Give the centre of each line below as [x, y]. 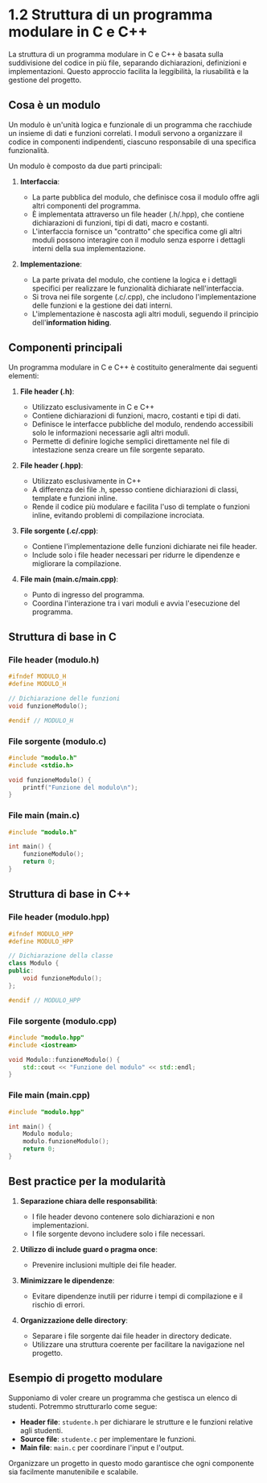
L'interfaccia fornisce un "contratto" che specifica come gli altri [137, 231]
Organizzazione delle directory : [74, 1320]
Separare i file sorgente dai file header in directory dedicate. [131, 1336]
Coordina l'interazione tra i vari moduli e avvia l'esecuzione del [136, 603]
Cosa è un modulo [54, 105]
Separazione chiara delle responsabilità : [89, 1200]
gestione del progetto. [45, 80]
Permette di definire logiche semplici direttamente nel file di [131, 441]
